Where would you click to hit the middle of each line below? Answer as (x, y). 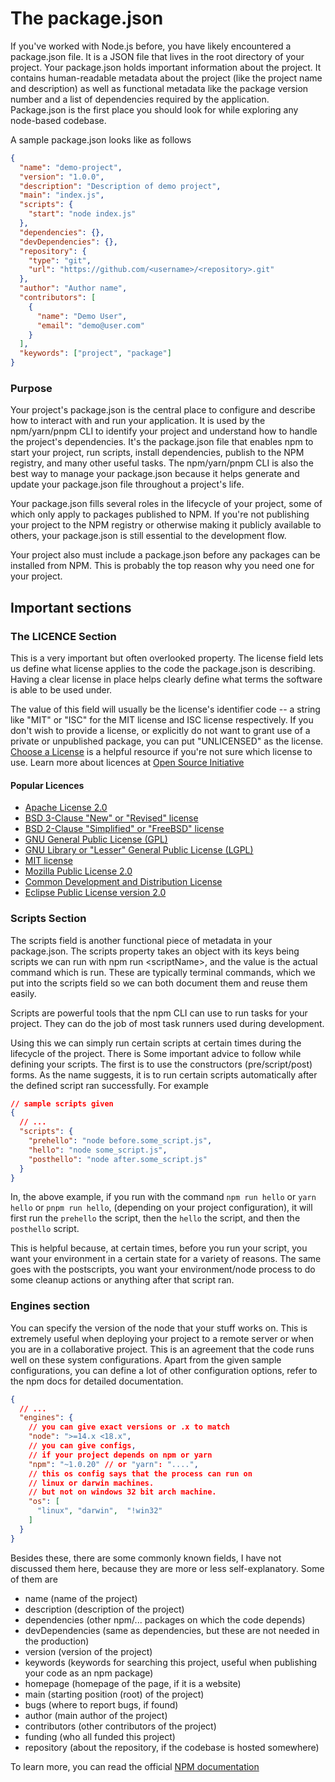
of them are (34, 1579)
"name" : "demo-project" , (71, 167)
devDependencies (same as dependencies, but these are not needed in (172, 1630)
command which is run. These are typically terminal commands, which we (163, 972)
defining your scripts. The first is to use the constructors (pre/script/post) (161, 1064)
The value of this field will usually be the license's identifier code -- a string (165, 709)
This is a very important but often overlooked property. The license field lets (167, 658)
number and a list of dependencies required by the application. (140, 99)
